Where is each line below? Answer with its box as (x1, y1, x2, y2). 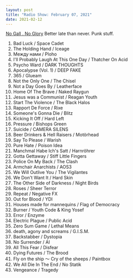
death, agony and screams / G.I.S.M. (13, 228, 90, 235)
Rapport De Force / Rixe (13, 105, 63, 111)
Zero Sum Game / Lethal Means (13, 223, 79, 229)
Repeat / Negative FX (13, 191, 58, 197)
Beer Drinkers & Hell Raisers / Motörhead (13, 132, 99, 138)
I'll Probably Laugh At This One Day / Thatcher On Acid (13, 57, 128, 63)
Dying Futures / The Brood (13, 250, 69, 256)
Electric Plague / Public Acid (13, 218, 72, 224)
